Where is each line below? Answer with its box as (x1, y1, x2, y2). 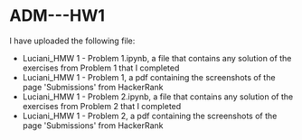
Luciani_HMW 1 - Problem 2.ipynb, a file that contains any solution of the (22, 91, 294, 102)
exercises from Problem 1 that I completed (22, 62, 180, 73)
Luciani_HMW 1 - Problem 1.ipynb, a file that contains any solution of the (22, 52, 292, 63)
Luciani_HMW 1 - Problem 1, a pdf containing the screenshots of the (22, 71, 276, 82)
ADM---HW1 (9, 5, 106, 26)
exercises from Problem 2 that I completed (22, 100, 182, 111)
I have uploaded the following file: (9, 35, 136, 46)
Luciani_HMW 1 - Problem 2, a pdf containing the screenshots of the (22, 110, 278, 121)
